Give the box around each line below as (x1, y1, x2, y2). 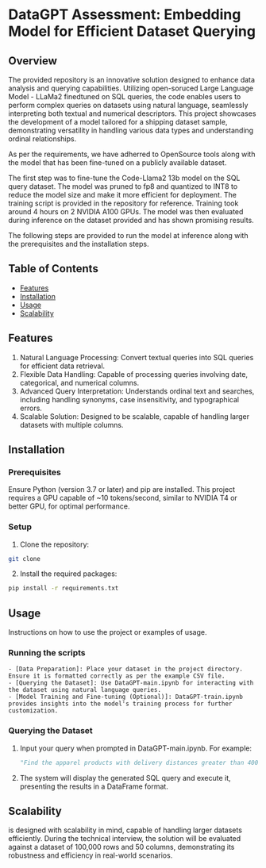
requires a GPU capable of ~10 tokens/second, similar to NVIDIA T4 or (8, 494, 238, 503)
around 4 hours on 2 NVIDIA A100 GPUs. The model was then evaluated (8, 207, 244, 216)
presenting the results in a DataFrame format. (19, 782, 168, 791)
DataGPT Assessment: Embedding (8, 6, 241, 24)
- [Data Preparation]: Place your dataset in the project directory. (8, 665, 244, 674)
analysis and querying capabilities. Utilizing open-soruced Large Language (8, 83, 254, 93)
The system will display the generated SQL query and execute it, (19, 773, 232, 782)
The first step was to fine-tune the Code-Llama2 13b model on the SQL (8, 173, 241, 182)
